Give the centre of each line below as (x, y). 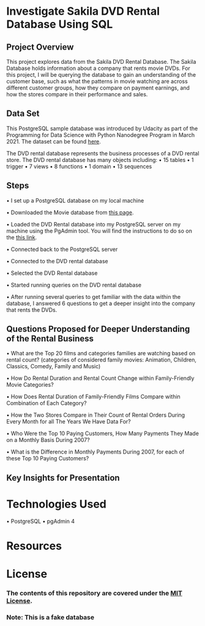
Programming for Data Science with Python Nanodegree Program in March (101, 135)
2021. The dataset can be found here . (54, 141)
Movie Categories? (30, 385)
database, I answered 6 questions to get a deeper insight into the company (101, 303)
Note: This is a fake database (50, 617)
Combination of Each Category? (47, 403)
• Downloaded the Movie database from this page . (70, 212)
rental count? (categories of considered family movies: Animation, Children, (102, 360)
